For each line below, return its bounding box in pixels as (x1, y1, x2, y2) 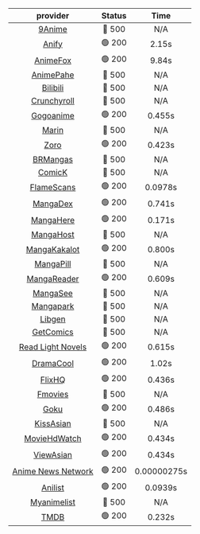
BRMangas (33, 154, 74, 165)
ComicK (38, 167, 68, 177)
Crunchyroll (31, 95, 75, 106)
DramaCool (31, 357, 74, 368)
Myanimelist (30, 497, 75, 508)
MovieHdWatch (24, 433, 82, 444)
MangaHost (31, 229, 75, 240)
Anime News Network (12, 466, 94, 477)
